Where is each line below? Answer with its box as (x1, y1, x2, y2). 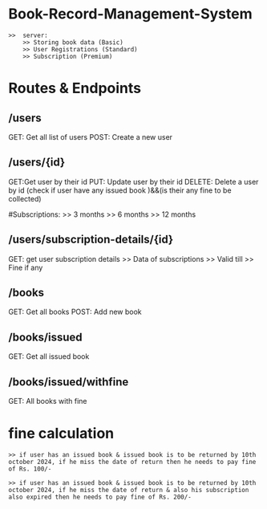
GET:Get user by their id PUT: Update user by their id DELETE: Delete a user (8, 177, 259, 186)
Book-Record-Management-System (8, 5, 253, 23)
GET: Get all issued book (8, 352, 90, 361)
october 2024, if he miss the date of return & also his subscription (8, 486, 249, 494)
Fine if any (8, 263, 43, 272)
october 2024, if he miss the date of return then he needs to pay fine (8, 458, 257, 466)
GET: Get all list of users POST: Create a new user (8, 132, 173, 141)
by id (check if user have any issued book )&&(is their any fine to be (8, 185, 232, 195)
